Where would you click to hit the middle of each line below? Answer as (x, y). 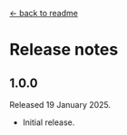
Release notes (64, 50)
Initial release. (49, 122)
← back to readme (44, 13)
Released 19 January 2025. (60, 105)
